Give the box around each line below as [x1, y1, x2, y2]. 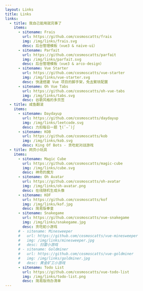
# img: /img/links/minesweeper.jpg [18, 238, 95, 243]
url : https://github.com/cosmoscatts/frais [22, 35, 112, 39]
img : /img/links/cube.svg [22, 165, 75, 170]
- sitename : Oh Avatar [18, 175, 64, 180]
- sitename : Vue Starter [18, 66, 69, 71]
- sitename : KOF [18, 193, 51, 198]
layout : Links [5, 7, 34, 12]
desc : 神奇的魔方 [22, 170, 54, 175]
